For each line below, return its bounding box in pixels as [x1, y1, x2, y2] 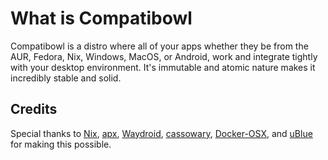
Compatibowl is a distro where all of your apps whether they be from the [10, 40, 309, 52]
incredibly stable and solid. [10, 72, 122, 84]
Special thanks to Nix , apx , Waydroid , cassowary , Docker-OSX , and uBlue [10, 127, 313, 139]
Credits [10, 101, 58, 118]
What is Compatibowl [10, 7, 193, 30]
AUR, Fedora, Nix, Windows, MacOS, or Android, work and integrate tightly [10, 50, 318, 62]
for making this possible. [10, 138, 112, 150]
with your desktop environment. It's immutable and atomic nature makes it [10, 61, 316, 73]
